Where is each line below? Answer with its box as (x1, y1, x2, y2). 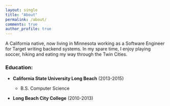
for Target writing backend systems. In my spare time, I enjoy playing (5, 46, 151, 52)
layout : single (5, 7, 38, 13)
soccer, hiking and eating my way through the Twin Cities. (5, 51, 128, 58)
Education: (5, 64, 33, 71)
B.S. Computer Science (20, 85, 70, 92)
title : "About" (5, 12, 38, 17)
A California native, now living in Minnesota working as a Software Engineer (5, 40, 165, 46)
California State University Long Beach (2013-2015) (12, 75, 124, 82)
